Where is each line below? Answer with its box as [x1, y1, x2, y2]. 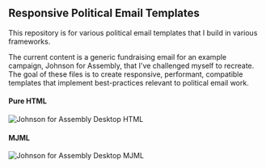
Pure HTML [8, 96, 47, 106]
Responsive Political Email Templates [8, 6, 201, 20]
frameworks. [8, 36, 51, 46]
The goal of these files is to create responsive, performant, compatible [8, 69, 243, 79]
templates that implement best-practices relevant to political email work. [8, 78, 249, 87]
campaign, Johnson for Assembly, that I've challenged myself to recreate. [8, 61, 255, 70]
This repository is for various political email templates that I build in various [8, 27, 258, 37]
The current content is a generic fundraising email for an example [8, 52, 227, 61]
